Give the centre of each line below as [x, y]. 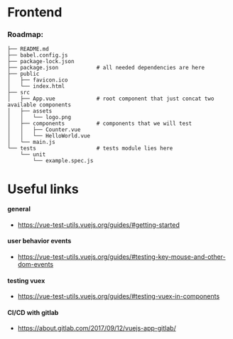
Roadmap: [26, 35]
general [19, 209]
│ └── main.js [31, 143]
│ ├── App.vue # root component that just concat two [111, 99]
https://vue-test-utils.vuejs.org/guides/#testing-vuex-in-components [119, 296]
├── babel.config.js [38, 55]
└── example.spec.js [63, 161]
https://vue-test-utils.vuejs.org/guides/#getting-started [98, 225]
